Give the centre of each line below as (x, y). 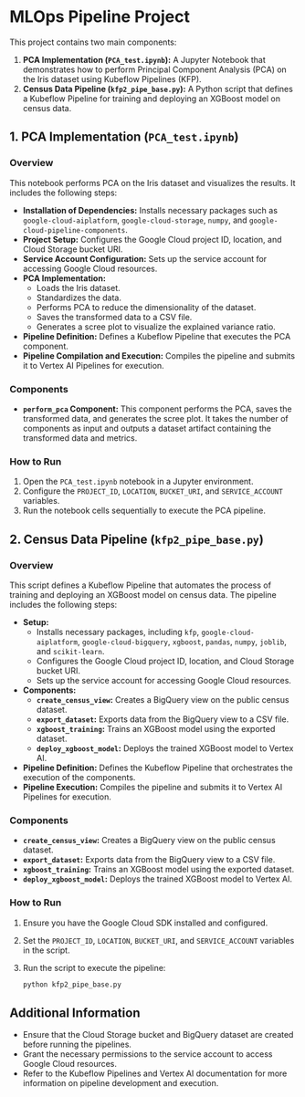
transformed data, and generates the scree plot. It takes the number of (156, 418)
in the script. (46, 950)
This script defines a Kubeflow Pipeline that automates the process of (141, 585)
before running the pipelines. (77, 1045)
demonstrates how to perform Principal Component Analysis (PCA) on (155, 69)
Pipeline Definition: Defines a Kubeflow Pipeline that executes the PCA (157, 336)
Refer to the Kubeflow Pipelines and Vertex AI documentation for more (155, 1073)
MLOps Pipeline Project (100, 17)
